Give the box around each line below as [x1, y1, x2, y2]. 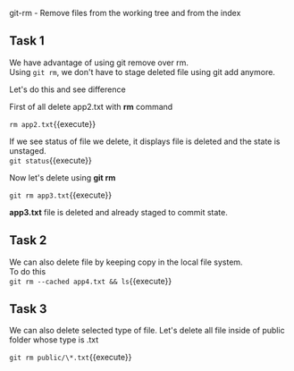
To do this [9, 266, 46, 276]
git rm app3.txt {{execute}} [9, 190, 113, 200]
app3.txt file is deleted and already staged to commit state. [9, 207, 228, 217]
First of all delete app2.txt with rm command [9, 101, 173, 112]
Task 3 [9, 301, 47, 316]
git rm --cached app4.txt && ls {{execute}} [9, 275, 172, 286]
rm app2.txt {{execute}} [9, 118, 97, 129]
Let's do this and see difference [9, 84, 127, 95]
